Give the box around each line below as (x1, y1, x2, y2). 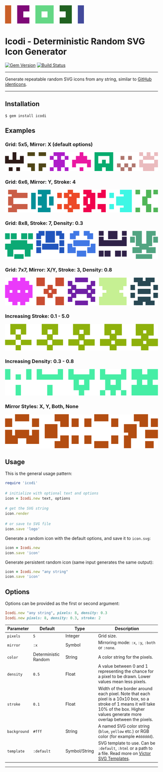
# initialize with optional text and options (5, 490, 98, 496)
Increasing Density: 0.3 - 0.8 (5, 358, 74, 364)
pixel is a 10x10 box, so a (98, 696, 149, 702)
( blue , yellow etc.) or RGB (98, 728, 149, 734)
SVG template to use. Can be (98, 740, 156, 746)
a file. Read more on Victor (98, 751, 151, 756)
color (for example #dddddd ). (98, 733, 154, 739)
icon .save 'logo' (5, 526, 40, 531)
